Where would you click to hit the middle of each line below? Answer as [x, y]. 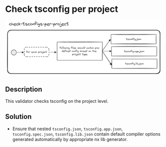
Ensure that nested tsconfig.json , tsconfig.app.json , [68, 129]
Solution [18, 117]
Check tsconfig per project [62, 9]
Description [24, 89]
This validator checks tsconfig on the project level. [57, 101]
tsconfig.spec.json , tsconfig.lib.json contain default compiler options [86, 134]
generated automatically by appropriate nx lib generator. [70, 139]
